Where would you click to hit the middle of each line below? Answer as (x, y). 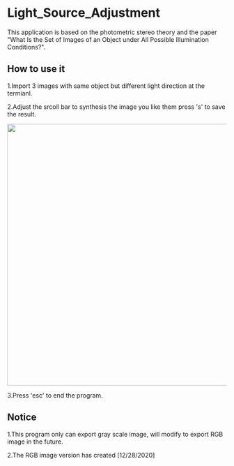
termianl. (20, 93)
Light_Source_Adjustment (84, 13)
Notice (22, 418)
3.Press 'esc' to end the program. (55, 395)
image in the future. (36, 442)
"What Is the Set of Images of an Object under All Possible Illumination (108, 39)
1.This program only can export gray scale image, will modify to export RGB (115, 434)
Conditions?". (26, 47)
